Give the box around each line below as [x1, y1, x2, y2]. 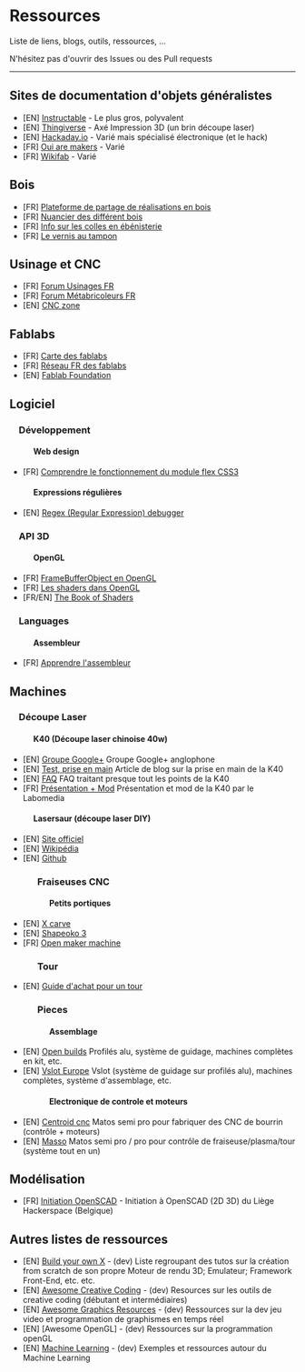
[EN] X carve [22, 918, 71, 928]
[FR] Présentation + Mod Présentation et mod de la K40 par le [22, 783, 254, 794]
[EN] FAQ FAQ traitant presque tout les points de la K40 [22, 773, 230, 784]
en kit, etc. [22, 1056, 63, 1067]
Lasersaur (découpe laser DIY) [33, 813, 152, 824]
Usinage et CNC [9, 256, 102, 272]
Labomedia [22, 792, 65, 803]
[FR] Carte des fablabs [22, 351, 108, 362]
